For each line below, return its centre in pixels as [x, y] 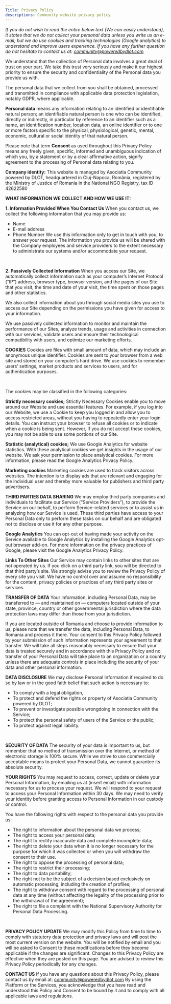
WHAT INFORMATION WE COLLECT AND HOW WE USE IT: [68, 198]
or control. [16, 804]
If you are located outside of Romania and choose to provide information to [84, 624]
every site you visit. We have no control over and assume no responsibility [83, 576]
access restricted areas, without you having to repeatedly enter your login [83, 418]
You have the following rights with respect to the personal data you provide [84, 814]
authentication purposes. [32, 371]
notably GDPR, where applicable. [40, 99]
